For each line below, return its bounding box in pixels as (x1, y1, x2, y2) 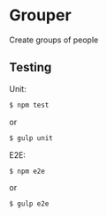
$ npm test (9, 101, 50, 109)
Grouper (9, 5, 73, 26)
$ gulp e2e (9, 199, 50, 208)
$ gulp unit (9, 133, 53, 142)
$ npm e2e (9, 167, 46, 176)
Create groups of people (9, 34, 99, 45)
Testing (9, 60, 52, 75)
